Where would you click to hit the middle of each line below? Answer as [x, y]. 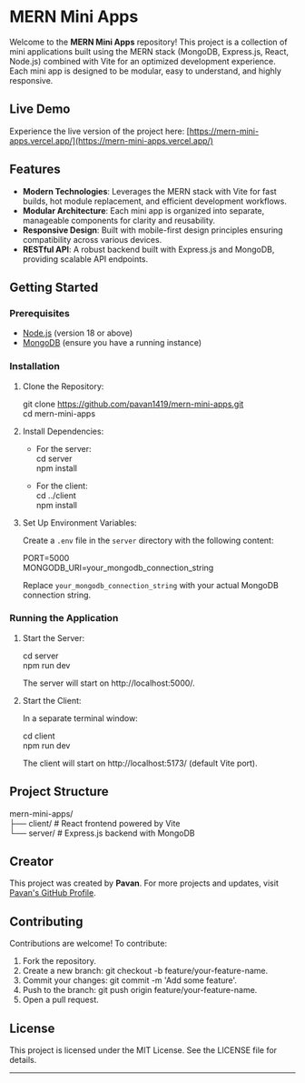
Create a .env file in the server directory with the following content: [148, 540]
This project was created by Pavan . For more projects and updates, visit [144, 883]
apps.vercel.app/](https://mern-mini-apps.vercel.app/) [111, 140]
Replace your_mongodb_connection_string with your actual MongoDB [150, 585]
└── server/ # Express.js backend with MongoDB [102, 833]
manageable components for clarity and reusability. [119, 220]
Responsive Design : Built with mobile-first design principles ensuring [152, 230]
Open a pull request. [61, 1000]
